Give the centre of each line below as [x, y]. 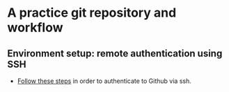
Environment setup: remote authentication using [115, 53]
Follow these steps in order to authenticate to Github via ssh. [104, 81]
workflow [35, 28]
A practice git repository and [92, 13]
